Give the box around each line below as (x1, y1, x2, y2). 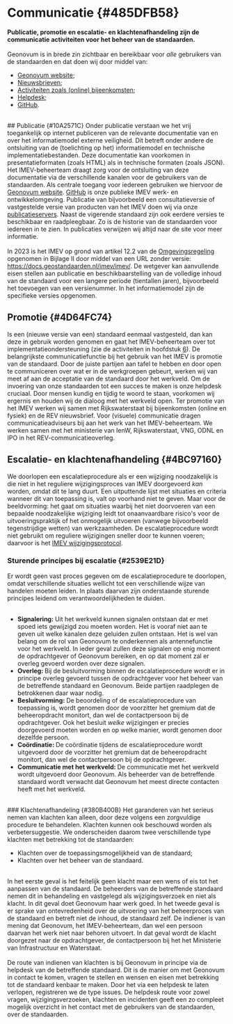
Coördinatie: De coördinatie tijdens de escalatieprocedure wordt (17, 740, 203, 749)
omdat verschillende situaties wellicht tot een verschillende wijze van (7, 579, 205, 587)
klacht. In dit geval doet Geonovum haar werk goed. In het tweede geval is (7, 899, 220, 907)
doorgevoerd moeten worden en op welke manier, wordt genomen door (17, 726, 223, 734)
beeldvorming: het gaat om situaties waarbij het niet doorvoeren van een (7, 502, 216, 510)
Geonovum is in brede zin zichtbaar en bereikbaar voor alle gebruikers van (7, 50, 221, 58)
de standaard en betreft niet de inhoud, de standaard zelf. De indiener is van (7, 913, 226, 922)
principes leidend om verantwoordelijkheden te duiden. (7, 593, 166, 602)
